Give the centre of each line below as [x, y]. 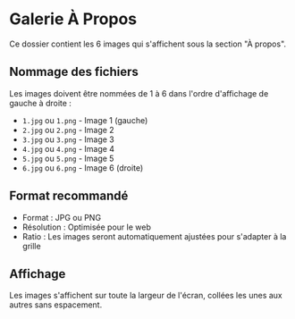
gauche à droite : [40, 103]
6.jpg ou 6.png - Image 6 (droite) [83, 168]
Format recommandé [69, 196]
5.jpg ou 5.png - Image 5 [68, 158]
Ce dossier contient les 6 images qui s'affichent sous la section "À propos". [148, 44]
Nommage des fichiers [74, 72]
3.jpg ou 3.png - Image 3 [68, 139]
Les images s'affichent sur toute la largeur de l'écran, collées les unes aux [146, 296]
